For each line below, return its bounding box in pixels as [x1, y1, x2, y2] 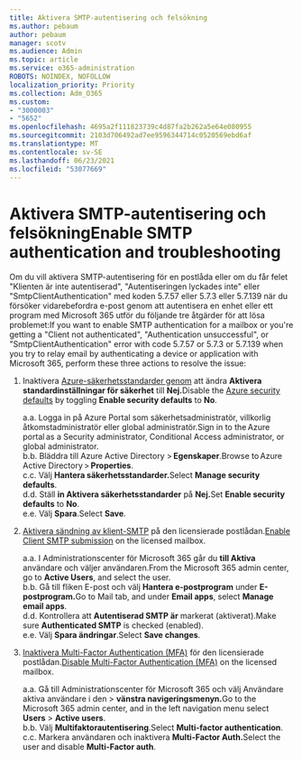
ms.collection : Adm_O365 [9, 89, 103, 98]
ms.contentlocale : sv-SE [9, 147, 103, 156]
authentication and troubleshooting [9, 241, 281, 262]
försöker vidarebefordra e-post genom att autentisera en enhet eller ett [9, 300, 273, 312]
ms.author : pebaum [9, 22, 78, 31]
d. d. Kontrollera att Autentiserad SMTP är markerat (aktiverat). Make [22, 611, 277, 622]
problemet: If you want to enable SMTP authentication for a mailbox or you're [9, 320, 294, 331]
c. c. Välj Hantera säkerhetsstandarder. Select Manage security [22, 470, 261, 481]
